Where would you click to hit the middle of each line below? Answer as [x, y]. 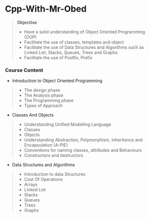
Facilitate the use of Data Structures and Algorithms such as [84, 47]
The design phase [42, 90]
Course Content [24, 70]
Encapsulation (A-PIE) [46, 145]
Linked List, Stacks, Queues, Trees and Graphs [71, 52]
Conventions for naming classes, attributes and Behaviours [83, 150]
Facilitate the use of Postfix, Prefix [58, 57]
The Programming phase [49, 101]
